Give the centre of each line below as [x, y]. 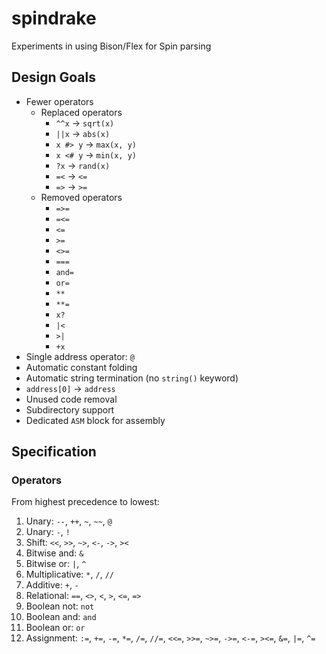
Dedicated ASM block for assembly [95, 420]
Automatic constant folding [81, 367]
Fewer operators [59, 101]
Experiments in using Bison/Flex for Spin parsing [111, 46]
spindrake [54, 18]
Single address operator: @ [80, 356]
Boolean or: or [55, 628]
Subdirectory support [70, 409]
